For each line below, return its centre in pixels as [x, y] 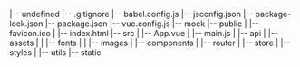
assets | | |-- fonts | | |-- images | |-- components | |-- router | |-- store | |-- [150, 43]
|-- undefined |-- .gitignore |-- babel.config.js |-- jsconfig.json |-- [131, 14]
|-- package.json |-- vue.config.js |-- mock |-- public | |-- [152, 24]
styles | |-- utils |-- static [55, 53]
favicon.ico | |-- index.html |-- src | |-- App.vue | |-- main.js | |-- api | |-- [144, 33]
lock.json [26, 24]
